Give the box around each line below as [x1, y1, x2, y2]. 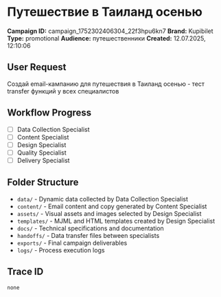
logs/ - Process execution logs [16, 245, 105, 254]
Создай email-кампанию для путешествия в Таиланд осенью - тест [7, 80, 205, 88]
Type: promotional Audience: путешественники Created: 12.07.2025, [7, 34, 206, 42]
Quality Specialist [16, 148, 67, 157]
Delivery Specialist [16, 156, 70, 164]
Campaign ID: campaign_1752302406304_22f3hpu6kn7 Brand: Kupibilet [7, 27, 214, 35]
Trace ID [7, 266, 44, 278]
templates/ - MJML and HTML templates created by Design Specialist [16, 217, 216, 225]
